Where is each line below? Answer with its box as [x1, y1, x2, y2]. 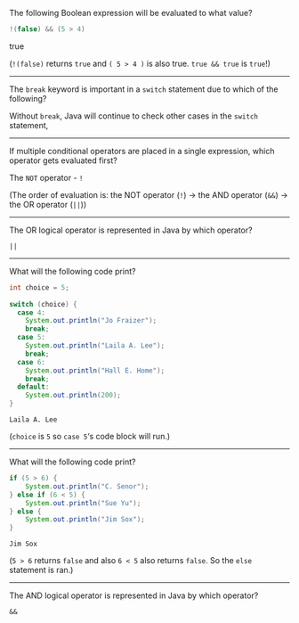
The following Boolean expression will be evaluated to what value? [9, 8, 253, 18]
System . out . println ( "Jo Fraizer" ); [25, 316, 158, 325]
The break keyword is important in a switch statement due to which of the [9, 84, 279, 94]
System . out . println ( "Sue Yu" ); [25, 498, 141, 507]
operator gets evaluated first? [9, 155, 117, 166]
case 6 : [17, 357, 46, 366]
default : [17, 382, 50, 391]
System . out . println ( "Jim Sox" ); [25, 515, 145, 524]
